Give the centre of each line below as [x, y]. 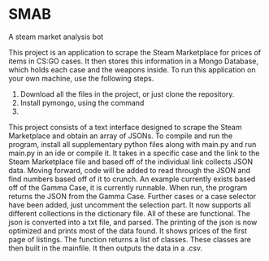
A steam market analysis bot [56, 37]
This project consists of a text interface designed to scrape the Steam [125, 127]
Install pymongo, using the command [82, 102]
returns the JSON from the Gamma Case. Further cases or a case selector [132, 196]
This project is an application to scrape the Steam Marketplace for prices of [135, 52]
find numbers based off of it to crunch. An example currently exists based [132, 179]
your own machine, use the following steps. [81, 78]
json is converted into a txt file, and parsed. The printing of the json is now [133, 222]
